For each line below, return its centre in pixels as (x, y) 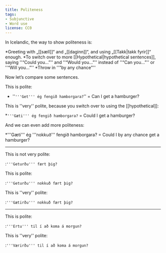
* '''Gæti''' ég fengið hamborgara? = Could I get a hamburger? (70, 116)
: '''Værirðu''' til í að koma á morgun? (47, 245)
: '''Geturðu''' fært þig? (31, 164)
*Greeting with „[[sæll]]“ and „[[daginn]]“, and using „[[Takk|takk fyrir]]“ (78, 52)
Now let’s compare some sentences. (42, 77)
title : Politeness (24, 10)
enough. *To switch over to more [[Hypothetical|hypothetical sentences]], (81, 57)
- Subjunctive (20, 19)
